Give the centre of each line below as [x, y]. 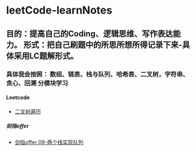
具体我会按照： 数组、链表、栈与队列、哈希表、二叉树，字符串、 [97, 74]
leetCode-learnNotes [59, 10]
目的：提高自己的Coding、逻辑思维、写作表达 [89, 33]
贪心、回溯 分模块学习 [37, 83]
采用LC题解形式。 [46, 56]
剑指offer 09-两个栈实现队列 [49, 142]
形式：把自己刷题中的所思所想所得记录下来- [103, 45]
